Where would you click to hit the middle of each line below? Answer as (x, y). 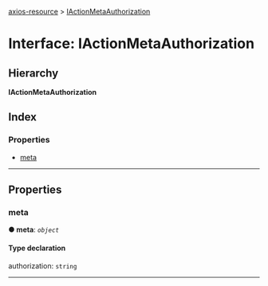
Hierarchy (33, 73)
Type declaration (37, 248)
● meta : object (34, 229)
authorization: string (43, 265)
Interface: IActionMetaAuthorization (132, 44)
